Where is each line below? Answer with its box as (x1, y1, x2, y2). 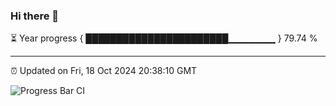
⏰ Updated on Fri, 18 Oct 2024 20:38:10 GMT (10, 65, 198, 77)
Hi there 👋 (10, 9, 60, 23)
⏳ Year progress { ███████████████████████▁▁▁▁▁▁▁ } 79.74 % (10, 32, 318, 44)
